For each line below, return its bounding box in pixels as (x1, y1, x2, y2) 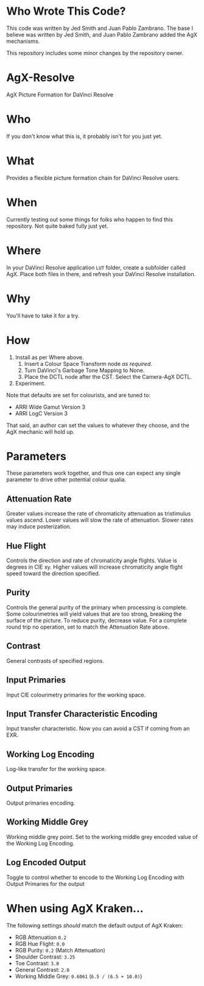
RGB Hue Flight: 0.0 (15, 940, 65, 948)
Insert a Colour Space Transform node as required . (24, 360, 152, 367)
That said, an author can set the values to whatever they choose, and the (6, 422, 190, 429)
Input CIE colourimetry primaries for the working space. (6, 691, 146, 698)
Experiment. (15, 379, 46, 387)
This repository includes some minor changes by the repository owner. (6, 49, 184, 56)
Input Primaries (6, 675, 66, 685)
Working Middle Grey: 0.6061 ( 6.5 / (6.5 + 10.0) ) (15, 973, 142, 980)
